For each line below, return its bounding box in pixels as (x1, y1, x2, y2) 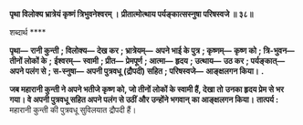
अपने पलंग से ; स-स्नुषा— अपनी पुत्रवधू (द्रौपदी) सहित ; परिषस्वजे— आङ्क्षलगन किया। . (9, 66, 265, 77)
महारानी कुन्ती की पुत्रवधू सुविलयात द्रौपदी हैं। (9, 105, 137, 115)
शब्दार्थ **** (9, 27, 47, 37)
